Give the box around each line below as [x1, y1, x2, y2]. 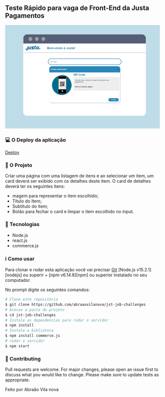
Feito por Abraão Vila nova [5, 387, 59, 393]
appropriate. [5, 377, 30, 383]
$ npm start [5, 343, 29, 349]
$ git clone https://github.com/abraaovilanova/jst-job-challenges [5, 302, 146, 307]
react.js [12, 237, 28, 243]
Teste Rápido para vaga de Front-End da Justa [5, 4, 149, 12]
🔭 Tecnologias [5, 221, 40, 228]
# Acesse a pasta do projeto [5, 307, 65, 312]
